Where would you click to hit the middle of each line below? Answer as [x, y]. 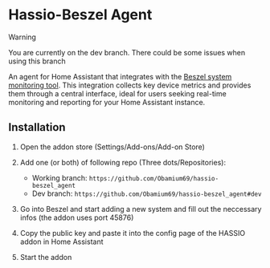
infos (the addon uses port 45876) [77, 217]
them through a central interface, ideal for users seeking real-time [117, 93]
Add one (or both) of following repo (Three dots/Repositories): [123, 162]
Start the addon [46, 257]
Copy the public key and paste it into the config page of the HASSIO [133, 233]
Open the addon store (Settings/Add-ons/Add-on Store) [112, 147]
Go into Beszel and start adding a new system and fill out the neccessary [141, 209]
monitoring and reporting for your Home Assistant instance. [107, 102]
